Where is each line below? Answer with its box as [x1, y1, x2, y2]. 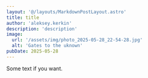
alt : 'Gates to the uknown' [12, 43, 83, 49]
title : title [6, 15, 40, 21]
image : [6, 31, 23, 37]
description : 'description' [6, 25, 78, 32]
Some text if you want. [6, 65, 63, 72]
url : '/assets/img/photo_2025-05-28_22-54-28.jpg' [12, 37, 143, 43]
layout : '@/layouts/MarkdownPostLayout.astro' [6, 8, 127, 15]
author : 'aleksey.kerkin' [6, 20, 72, 26]
